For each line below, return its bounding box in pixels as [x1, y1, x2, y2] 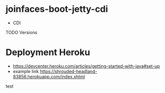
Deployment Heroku [5, 47, 90, 58]
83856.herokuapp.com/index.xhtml [12, 73, 85, 80]
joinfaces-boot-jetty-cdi [5, 3, 108, 15]
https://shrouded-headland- [40, 68, 97, 74]
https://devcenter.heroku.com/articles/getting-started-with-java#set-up [12, 63, 161, 69]
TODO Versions [5, 29, 38, 35]
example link [12, 68, 39, 74]
